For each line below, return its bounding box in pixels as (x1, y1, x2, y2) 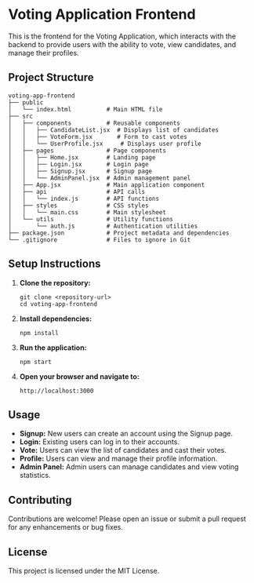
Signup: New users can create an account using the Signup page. (19, 429, 234, 439)
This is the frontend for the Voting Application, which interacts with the (8, 31, 237, 41)
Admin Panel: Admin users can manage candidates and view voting (19, 462, 239, 472)
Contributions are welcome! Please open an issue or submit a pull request (8, 514, 247, 523)
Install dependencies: (19, 314, 93, 323)
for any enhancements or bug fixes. (8, 523, 124, 532)
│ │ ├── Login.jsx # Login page (8, 160, 149, 168)
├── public (8, 98, 44, 107)
